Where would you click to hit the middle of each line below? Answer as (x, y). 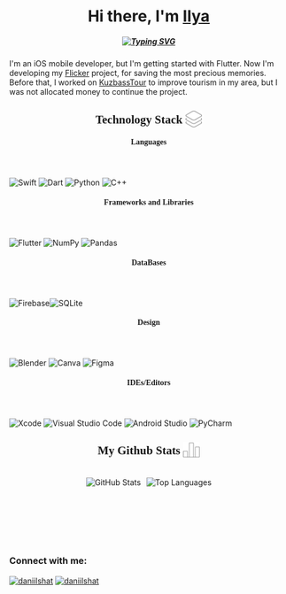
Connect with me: (48, 560)
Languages (149, 142)
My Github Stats (139, 451)
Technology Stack (139, 120)
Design (149, 323)
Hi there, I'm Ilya (149, 16)
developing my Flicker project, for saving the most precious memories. (138, 73)
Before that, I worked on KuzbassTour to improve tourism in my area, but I (143, 82)
